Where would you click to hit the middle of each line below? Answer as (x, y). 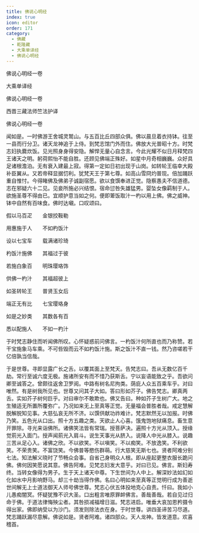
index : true (21, 17)
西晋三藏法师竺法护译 (32, 111)
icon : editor (22, 23)
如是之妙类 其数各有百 (37, 316)
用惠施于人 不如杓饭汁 (37, 228)
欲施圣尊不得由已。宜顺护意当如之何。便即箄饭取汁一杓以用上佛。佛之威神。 (99, 195)
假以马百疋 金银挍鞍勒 (37, 215)
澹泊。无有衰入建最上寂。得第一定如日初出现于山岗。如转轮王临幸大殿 (107, 166)
